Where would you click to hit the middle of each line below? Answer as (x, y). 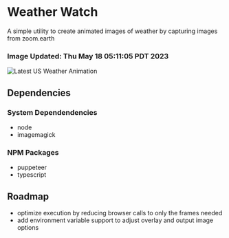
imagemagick (36, 134)
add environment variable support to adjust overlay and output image (115, 220)
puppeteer (32, 167)
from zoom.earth (31, 38)
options (28, 228)
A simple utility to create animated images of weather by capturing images (112, 31)
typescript (32, 175)
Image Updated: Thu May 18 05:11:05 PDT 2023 (88, 56)
